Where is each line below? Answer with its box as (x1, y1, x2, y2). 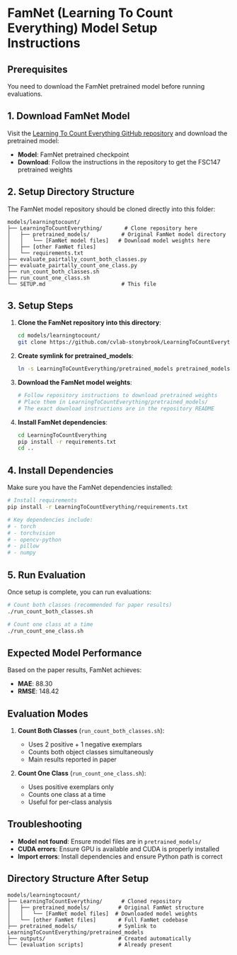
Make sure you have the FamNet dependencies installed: (7, 484, 173, 492)
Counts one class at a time (28, 791, 106, 799)
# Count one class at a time (7, 620, 93, 628)
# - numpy (7, 549, 37, 557)
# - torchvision (7, 530, 55, 537)
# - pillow (7, 542, 40, 550)
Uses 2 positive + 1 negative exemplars (28, 740, 143, 749)
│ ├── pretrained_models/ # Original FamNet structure (7, 904, 204, 911)
